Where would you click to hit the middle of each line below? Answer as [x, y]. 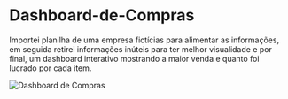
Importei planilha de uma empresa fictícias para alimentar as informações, [144, 40]
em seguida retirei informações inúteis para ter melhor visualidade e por [140, 49]
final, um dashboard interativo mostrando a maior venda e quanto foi [134, 58]
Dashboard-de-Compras [102, 15]
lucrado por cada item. [51, 68]
